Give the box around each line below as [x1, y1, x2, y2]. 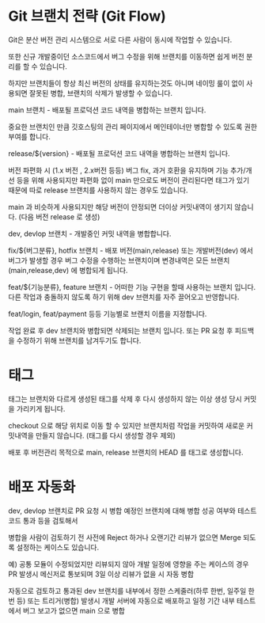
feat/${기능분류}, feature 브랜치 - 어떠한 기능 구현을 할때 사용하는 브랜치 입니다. [8, 282, 256, 291]
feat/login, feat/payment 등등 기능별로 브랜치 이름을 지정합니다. [8, 309, 207, 318]
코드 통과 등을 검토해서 [8, 515, 78, 525]
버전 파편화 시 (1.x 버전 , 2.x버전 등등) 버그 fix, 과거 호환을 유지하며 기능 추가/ [8, 165, 247, 175]
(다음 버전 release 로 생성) [18, 211, 100, 222]
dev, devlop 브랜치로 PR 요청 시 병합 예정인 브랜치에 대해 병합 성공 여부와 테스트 [8, 506, 257, 515]
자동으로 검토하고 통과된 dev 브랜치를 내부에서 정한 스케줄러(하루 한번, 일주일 [8, 586, 247, 595]
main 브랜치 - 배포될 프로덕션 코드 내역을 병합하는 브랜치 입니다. [8, 104, 206, 115]
